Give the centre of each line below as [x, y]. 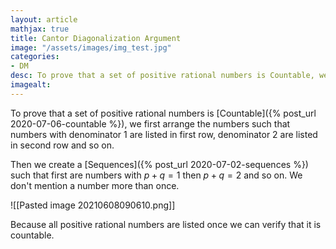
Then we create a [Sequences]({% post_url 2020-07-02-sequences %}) [159, 164]
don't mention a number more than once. [95, 185]
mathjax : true [40, 29]
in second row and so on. [62, 145]
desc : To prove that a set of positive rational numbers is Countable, [162, 76]
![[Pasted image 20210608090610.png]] [93, 205]
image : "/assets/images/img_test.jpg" [91, 47]
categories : [35, 57]
